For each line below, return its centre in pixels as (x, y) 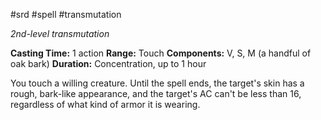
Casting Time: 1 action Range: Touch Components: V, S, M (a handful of (161, 53)
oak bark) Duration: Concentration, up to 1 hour (108, 63)
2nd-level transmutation (60, 33)
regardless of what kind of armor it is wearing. (105, 104)
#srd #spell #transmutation (66, 14)
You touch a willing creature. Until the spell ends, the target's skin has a (157, 83)
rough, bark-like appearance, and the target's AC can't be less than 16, (156, 93)
